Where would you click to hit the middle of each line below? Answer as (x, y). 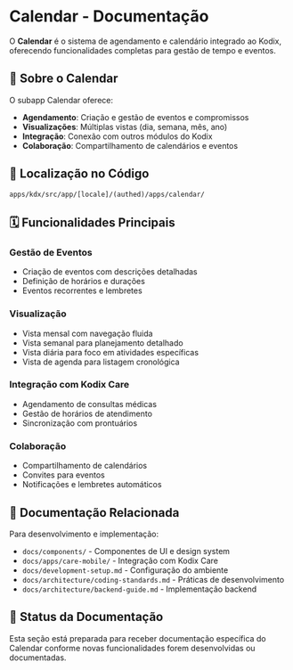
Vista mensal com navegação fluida (87, 333)
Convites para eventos (63, 475)
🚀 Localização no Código (79, 174)
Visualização (38, 314)
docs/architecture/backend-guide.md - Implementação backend (139, 589)
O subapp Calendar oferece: (61, 100)
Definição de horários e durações (83, 282)
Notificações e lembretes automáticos (92, 485)
